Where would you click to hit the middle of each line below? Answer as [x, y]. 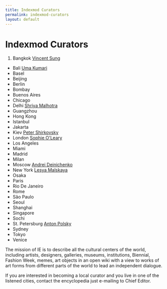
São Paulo [23, 197]
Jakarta [20, 127]
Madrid [20, 154]
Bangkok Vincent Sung [36, 58]
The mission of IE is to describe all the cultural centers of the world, [76, 250]
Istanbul [21, 122]
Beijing [20, 79]
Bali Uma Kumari [30, 68]
